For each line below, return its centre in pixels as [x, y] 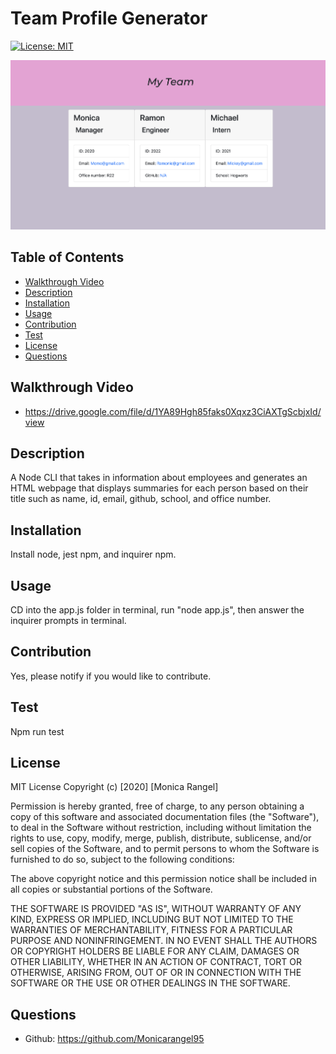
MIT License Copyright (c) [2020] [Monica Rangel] [114, 787]
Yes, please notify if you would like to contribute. [111, 676]
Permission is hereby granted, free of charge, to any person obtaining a [157, 806]
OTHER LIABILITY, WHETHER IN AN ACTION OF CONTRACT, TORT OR [156, 962]
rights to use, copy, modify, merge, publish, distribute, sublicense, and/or [161, 838]
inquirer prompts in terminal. [68, 620]
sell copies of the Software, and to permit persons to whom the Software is [165, 849]
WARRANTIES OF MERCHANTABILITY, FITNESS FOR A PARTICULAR [151, 930]
